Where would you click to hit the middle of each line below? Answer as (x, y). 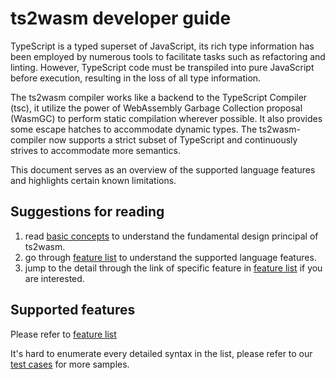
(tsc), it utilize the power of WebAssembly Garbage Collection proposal (156, 108)
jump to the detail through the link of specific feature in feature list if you (173, 268)
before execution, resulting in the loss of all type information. (136, 78)
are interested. (54, 278)
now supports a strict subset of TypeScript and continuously (173, 139)
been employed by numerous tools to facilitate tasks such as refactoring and (168, 56)
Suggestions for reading (87, 212)
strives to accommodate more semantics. (95, 150)
